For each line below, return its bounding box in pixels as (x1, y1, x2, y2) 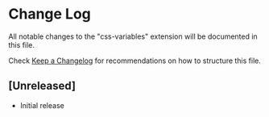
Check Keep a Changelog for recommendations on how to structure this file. (8, 56, 262, 65)
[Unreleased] (8, 79, 77, 93)
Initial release (19, 100, 64, 110)
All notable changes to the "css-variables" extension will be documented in (8, 31, 258, 41)
